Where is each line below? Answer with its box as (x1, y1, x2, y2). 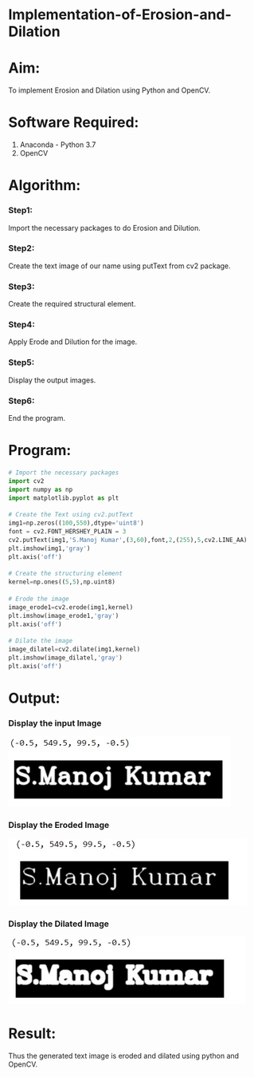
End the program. (8, 414, 66, 423)
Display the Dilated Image (8, 918, 109, 929)
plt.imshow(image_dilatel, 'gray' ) (8, 654, 123, 662)
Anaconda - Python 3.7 (19, 140, 96, 149)
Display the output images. (8, 375, 96, 385)
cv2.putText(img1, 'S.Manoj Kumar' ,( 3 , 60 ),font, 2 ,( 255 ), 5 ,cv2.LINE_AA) (8, 536, 248, 544)
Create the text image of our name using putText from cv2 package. (8, 261, 231, 271)
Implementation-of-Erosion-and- (8, 6, 233, 24)
